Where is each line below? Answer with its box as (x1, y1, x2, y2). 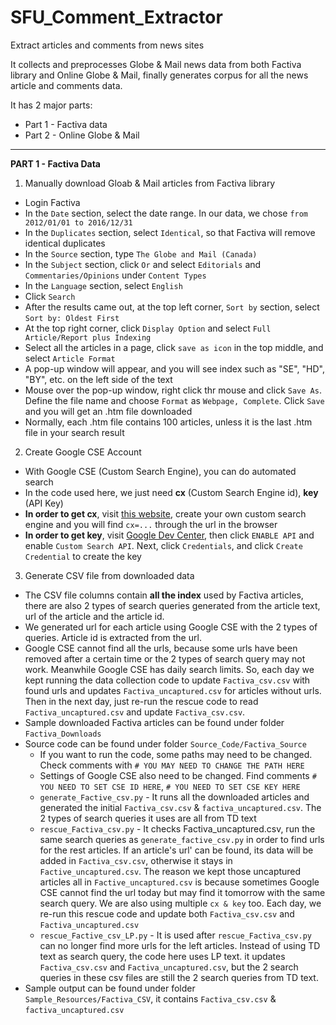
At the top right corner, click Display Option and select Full (24, 322, 272, 334)
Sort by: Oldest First (24, 313, 120, 323)
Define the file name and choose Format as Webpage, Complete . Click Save (24, 394, 325, 406)
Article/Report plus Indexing (24, 332, 152, 343)
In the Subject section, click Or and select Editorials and (24, 258, 262, 270)
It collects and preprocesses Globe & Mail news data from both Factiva (10, 58, 302, 70)
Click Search (24, 290, 76, 302)
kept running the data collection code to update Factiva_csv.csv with (24, 674, 311, 686)
